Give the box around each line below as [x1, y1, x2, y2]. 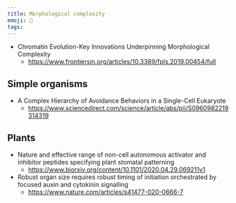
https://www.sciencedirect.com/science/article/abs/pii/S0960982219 [27, 104, 229, 112]
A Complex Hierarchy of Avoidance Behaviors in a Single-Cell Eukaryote [17, 96, 226, 105]
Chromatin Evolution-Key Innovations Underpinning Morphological [17, 43, 210, 51]
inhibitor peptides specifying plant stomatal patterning [17, 158, 174, 166]
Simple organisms [7, 78, 88, 90]
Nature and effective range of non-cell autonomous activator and [17, 150, 206, 159]
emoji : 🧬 [7, 17, 33, 24]
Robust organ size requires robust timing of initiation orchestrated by [17, 173, 217, 181]
